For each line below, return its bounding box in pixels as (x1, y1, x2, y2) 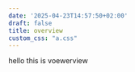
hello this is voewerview (8, 56, 89, 66)
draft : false (8, 19, 53, 27)
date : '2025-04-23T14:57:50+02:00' (8, 11, 129, 20)
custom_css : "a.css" (8, 34, 78, 42)
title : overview (8, 26, 63, 34)
